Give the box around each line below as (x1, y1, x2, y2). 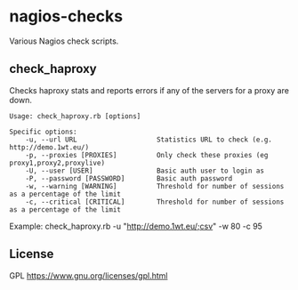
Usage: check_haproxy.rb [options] (9, 111, 141, 121)
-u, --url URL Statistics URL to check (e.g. (25, 135, 273, 144)
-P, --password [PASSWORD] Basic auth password (25, 173, 233, 183)
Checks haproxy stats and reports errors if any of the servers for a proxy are (9, 85, 289, 95)
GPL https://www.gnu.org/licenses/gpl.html (9, 270, 168, 281)
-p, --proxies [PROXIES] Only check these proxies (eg (25, 150, 269, 159)
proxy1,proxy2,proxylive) (9, 158, 105, 167)
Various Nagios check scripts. (9, 36, 119, 46)
